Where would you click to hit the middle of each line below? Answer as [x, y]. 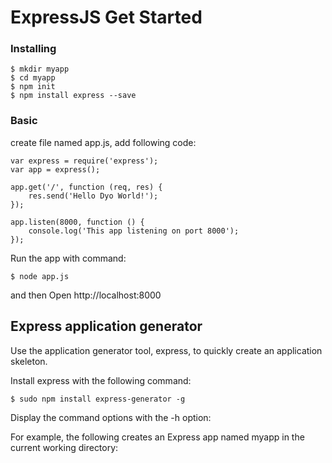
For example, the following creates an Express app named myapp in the [157, 437]
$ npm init [33, 87]
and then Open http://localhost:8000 [86, 295]
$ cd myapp [33, 78]
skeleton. [29, 361]
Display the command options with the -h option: [111, 417]
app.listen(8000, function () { [77, 222]
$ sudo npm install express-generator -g [98, 399]
